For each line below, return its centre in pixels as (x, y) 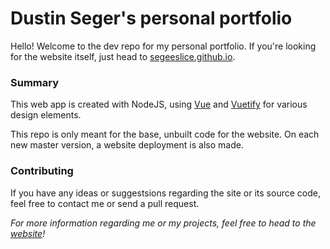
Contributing (42, 171)
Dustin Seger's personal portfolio (151, 18)
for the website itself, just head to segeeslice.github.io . (123, 56)
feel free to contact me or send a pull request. (105, 203)
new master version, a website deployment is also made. (127, 145)
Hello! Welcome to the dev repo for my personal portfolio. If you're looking (163, 46)
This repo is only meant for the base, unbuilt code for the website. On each (165, 134)
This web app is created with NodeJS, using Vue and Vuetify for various (159, 104)
